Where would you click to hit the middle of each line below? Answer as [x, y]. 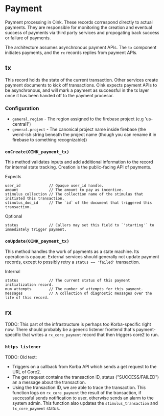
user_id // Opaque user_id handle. [55, 186]
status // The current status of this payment [68, 280]
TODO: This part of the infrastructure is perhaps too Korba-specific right [78, 324]
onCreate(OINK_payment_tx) [37, 152]
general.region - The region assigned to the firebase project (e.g [78, 119]
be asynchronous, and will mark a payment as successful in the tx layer [77, 90]
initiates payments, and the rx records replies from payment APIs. [71, 53]
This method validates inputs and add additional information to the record [79, 162]
